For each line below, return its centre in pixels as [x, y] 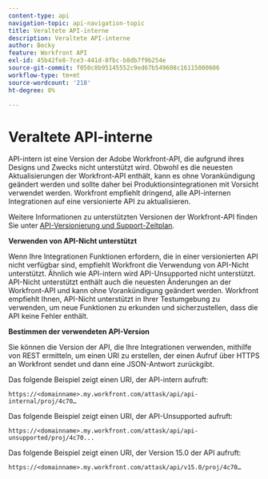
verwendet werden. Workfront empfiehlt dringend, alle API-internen [120, 193]
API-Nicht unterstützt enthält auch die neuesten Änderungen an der [120, 282]
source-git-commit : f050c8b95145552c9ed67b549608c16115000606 [114, 68]
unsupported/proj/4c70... [51, 438]
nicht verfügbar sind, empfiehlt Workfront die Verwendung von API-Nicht [129, 265]
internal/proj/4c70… [43, 401]
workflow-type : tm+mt [44, 75]
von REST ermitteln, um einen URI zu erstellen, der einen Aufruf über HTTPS [134, 356]
